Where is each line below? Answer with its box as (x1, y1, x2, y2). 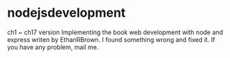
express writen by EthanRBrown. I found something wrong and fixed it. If (7, 35, 215, 43)
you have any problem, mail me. (7, 43, 99, 51)
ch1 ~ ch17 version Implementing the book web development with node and (7, 28, 224, 36)
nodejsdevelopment (7, 5, 126, 21)
